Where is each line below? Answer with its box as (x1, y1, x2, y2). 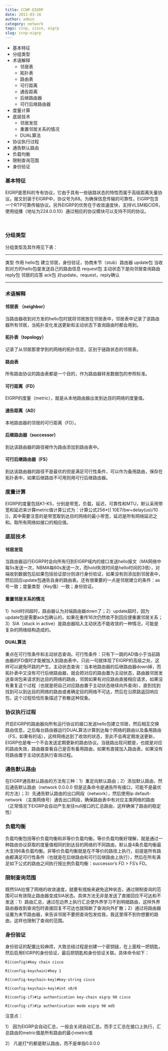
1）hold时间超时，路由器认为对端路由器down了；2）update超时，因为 (5, 608, 150, 614)
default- (134, 791, 151, 797)
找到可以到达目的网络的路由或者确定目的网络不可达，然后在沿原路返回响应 (5, 688, 158, 695)
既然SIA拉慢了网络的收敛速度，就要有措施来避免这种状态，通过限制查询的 (5, 886, 157, 892)
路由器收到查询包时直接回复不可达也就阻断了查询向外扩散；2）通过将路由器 (5, 905, 161, 911)
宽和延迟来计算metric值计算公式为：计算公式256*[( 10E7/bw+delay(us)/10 (5, 507, 158, 513)
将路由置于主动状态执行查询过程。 (5, 752, 75, 758)
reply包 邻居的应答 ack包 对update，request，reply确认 (5, 272, 120, 278)
